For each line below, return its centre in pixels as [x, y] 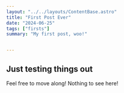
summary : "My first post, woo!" [47, 34]
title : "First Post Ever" [39, 17]
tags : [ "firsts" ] [28, 28]
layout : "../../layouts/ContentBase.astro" [62, 12]
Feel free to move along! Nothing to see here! [62, 83]
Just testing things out [50, 69]
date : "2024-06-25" [31, 23]
